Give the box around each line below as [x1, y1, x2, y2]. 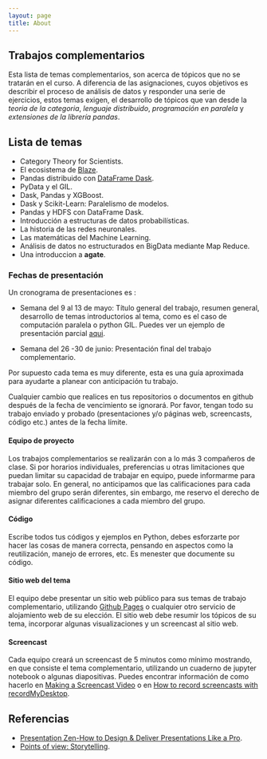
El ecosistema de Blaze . [19, 165, 98, 175]
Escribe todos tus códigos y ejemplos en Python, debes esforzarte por [8, 532, 241, 541]
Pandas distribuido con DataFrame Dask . [19, 173, 155, 184]
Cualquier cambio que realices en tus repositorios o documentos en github [8, 392, 253, 401]
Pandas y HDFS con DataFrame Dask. [19, 208, 144, 217]
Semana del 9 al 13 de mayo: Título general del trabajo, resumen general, [19, 303, 260, 313]
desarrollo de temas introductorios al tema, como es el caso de [19, 312, 227, 322]
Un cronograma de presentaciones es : [8, 288, 137, 298]
